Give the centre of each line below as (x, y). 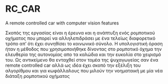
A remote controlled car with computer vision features (62, 23)
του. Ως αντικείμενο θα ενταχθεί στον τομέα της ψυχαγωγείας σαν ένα (82, 60)
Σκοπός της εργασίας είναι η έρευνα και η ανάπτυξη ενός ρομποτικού (80, 33)
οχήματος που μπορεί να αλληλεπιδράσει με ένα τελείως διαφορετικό (80, 38)
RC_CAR (23, 9)
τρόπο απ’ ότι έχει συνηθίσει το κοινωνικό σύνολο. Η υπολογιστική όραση (84, 43)
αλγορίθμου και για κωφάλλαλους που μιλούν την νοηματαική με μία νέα (84, 71)
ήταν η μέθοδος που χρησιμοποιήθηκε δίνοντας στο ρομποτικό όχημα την (83, 49)
